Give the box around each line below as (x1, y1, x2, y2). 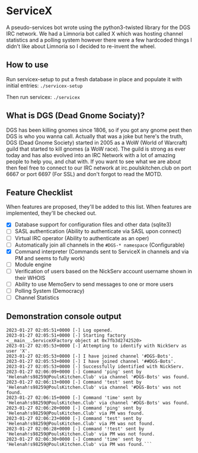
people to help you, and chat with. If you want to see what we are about (6, 158, 181, 165)
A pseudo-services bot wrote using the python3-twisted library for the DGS (6, 24, 191, 31)
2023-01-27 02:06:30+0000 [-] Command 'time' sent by (6, 436, 142, 442)
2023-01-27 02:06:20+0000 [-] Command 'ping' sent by (6, 405, 142, 411)
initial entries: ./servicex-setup (6, 82, 83, 89)
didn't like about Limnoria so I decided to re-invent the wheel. (6, 43, 156, 50)
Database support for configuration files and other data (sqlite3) (14, 221, 172, 228)
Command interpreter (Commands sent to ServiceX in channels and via (14, 248, 189, 255)
